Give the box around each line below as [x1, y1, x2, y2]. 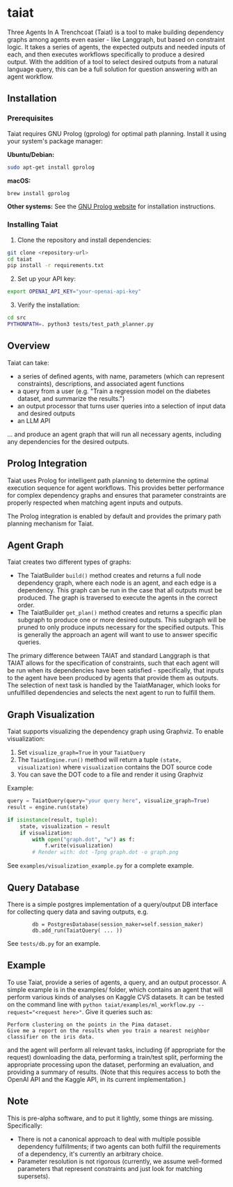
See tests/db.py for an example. [7, 939, 101, 947]
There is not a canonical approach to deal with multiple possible [17, 1135, 201, 1143]
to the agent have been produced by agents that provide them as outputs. [7, 674, 219, 682]
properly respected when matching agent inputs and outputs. [7, 498, 183, 507]
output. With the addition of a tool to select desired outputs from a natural [7, 57, 218, 66]
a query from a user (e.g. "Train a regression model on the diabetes [17, 387, 211, 395]
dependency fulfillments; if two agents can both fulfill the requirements [17, 1142, 221, 1151]
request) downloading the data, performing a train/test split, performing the [7, 1052, 223, 1061]
